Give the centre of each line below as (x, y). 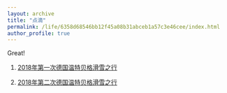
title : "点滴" (27, 20)
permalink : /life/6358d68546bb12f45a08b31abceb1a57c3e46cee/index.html (113, 27)
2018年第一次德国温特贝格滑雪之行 (67, 68)
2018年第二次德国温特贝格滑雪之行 (67, 83)
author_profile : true (39, 33)
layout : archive (31, 14)
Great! (16, 53)
